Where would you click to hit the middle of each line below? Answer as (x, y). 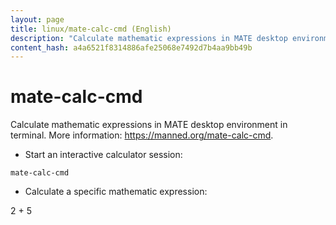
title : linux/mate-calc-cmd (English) (91, 29)
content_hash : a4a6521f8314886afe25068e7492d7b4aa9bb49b (131, 47)
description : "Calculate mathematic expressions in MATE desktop (149, 38)
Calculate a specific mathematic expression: (116, 192)
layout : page (37, 19)
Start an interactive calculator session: (103, 155)
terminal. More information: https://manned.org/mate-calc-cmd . (142, 135)
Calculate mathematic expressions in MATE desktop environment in (149, 125)
